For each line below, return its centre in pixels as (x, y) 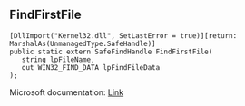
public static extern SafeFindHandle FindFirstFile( (111, 52)
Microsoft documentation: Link (67, 92)
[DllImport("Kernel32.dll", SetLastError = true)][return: (123, 35)
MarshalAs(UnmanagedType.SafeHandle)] (83, 43)
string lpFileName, (58, 59)
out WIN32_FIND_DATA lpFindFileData (91, 67)
